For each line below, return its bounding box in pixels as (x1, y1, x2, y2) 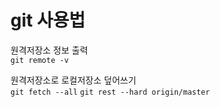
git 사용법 (10, 9, 86, 32)
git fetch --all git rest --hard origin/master (10, 87, 210, 97)
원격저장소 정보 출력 (10, 44, 88, 56)
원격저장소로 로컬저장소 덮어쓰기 (10, 74, 137, 86)
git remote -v (10, 55, 70, 65)
